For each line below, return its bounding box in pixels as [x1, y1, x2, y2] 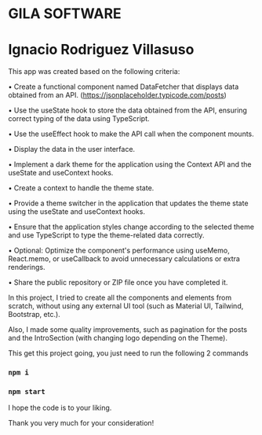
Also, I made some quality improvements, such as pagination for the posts [8, 325, 248, 334]
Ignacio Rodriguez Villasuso [8, 41, 195, 59]
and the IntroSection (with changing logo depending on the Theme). [8, 334, 227, 343]
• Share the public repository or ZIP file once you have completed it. [8, 278, 228, 287]
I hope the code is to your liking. [8, 403, 112, 413]
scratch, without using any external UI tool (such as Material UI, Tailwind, [8, 301, 244, 311]
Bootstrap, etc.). [8, 310, 60, 319]
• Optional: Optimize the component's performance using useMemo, [8, 245, 230, 256]
